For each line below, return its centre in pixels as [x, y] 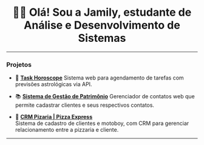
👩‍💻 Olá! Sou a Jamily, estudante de [102, 12]
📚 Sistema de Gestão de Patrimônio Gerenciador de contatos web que [105, 96]
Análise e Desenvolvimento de [102, 25]
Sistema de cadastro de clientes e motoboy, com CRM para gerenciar [102, 123]
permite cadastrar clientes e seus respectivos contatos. [85, 105]
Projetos [19, 64]
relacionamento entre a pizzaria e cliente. [67, 130]
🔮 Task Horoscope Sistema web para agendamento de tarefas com [99, 78]
